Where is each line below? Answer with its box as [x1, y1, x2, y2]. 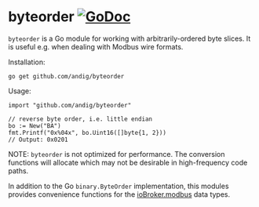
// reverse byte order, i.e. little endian [8, 114, 153, 123]
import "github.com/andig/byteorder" [8, 101, 132, 109]
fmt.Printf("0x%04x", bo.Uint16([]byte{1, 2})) [8, 129, 167, 136]
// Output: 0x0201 [8, 136, 68, 143]
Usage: [8, 86, 31, 96]
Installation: [8, 57, 46, 67]
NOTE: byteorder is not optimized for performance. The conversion [8, 149, 225, 158]
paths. [8, 165, 29, 176]
